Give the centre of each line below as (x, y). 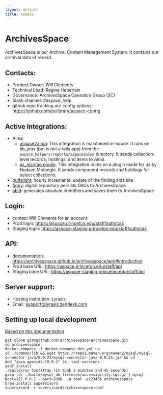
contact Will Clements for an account (50, 218)
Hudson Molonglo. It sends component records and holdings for (84, 170)
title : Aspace (20, 14)
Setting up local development (51, 319)
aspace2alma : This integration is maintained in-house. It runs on (84, 144)
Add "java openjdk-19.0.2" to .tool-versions (52, 362)
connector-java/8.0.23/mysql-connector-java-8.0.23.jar (63, 358)
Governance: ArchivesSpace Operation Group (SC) (64, 95)
